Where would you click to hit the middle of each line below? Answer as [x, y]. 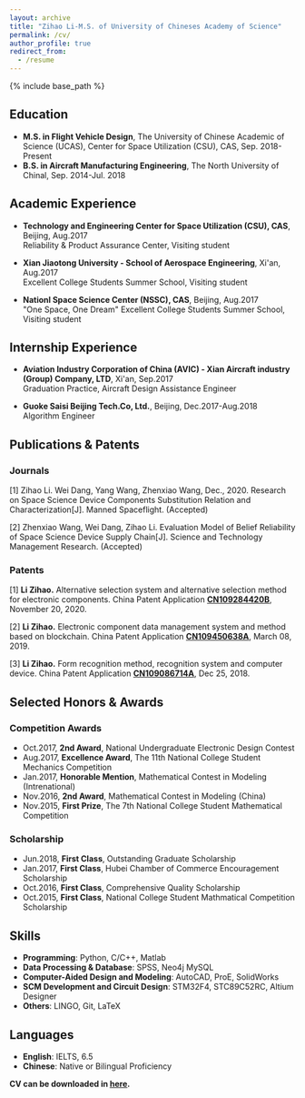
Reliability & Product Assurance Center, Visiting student [126, 245]
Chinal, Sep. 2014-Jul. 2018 [74, 175]
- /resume [36, 60]
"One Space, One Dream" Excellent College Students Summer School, [154, 309]
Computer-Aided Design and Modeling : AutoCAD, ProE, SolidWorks [151, 977]
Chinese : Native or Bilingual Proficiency [97, 1066]
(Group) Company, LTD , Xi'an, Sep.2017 [98, 379]
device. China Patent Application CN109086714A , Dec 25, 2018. [130, 673]
